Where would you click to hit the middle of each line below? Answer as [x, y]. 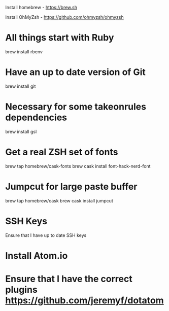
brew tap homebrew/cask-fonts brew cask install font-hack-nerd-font [78, 166]
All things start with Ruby [60, 38]
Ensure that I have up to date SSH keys [46, 235]
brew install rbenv [24, 51]
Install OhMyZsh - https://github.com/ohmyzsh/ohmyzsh [65, 17]
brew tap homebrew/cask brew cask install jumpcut [59, 200]
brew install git [21, 86]
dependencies [36, 117]
